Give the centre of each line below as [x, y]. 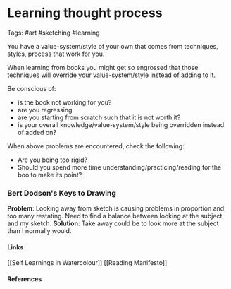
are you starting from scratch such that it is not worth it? [99, 117]
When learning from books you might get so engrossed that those [103, 67]
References [25, 279]
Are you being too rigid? [52, 160]
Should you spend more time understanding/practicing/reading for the [119, 167]
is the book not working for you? [64, 102]
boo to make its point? [50, 175]
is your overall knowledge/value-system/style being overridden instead [121, 124]
